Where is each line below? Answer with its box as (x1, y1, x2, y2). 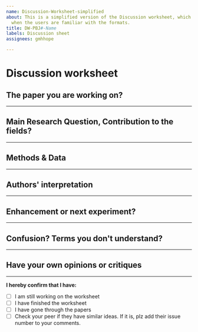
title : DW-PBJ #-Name (6, 25, 57, 31)
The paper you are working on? (6, 90, 123, 100)
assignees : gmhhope (6, 36, 54, 42)
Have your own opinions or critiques (6, 260, 142, 270)
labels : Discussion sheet (6, 31, 70, 37)
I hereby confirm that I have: (6, 281, 77, 288)
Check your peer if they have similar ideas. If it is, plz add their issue (14, 313, 181, 320)
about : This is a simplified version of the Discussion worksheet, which (6, 14, 192, 20)
